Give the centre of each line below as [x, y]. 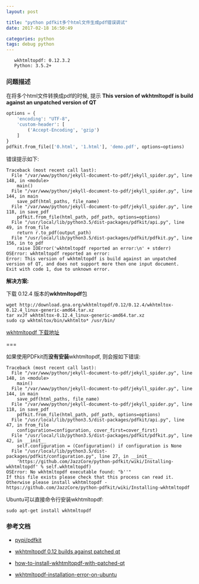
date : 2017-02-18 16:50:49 [40, 28]
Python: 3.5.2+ [33, 66]
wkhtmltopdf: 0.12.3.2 [42, 61]
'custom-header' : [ [41, 125]
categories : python [30, 39]
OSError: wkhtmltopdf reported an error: [58, 254]
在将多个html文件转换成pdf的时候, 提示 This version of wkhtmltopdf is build [100, 96]
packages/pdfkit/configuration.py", [51, 456]
